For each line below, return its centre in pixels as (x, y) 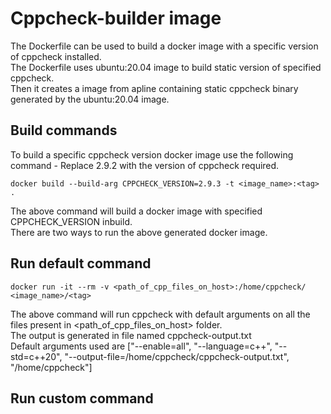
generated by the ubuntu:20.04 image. (90, 99)
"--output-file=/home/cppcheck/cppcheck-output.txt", (177, 356)
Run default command (81, 263)
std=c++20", (36, 356)
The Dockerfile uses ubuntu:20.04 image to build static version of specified (166, 67)
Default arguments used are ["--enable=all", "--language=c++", (141, 346)
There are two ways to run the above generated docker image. (139, 232)
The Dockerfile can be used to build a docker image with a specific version (164, 46)
